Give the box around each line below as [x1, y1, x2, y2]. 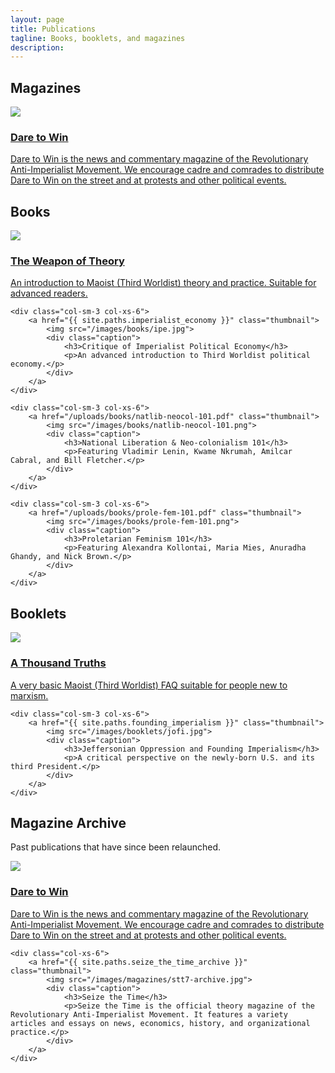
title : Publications [10, 24, 97, 34]
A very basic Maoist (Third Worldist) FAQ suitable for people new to [10, 679, 288, 691]
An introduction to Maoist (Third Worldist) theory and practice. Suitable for [10, 277, 317, 289]
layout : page [10, 14, 65, 25]
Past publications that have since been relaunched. [10, 841, 222, 853]
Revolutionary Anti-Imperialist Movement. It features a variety [10, 1009, 288, 1020]
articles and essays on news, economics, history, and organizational [10, 1018, 311, 1028]
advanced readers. [10, 287, 88, 300]
